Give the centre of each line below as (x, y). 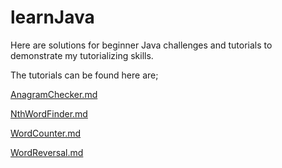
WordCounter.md (46, 133)
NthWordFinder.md (49, 113)
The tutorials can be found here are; (84, 75)
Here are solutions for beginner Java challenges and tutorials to (141, 45)
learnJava (52, 17)
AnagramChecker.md (54, 94)
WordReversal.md (47, 152)
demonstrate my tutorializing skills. (82, 55)
